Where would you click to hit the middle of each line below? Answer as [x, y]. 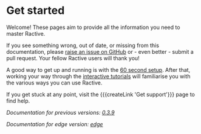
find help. [18, 101]
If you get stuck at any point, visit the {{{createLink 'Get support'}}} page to [101, 94]
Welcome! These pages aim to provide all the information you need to [93, 27]
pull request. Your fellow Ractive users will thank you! [73, 58]
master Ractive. [26, 33]
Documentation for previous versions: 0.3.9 [60, 112]
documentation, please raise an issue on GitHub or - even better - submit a [100, 51]
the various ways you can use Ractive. [54, 83]
